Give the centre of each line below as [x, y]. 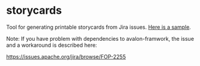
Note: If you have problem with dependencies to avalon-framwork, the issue [100, 38]
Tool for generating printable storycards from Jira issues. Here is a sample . [99, 27]
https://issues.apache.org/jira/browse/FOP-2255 [66, 56]
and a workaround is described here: [52, 45]
